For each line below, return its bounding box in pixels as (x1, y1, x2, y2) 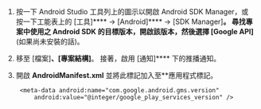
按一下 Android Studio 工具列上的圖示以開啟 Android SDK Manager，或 (15, 7, 249, 16)
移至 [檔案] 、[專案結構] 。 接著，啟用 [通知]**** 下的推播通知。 (15, 54, 221, 63)
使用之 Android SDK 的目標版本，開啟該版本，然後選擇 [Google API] (29, 27, 254, 36)
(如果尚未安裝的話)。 (15, 37, 85, 46)
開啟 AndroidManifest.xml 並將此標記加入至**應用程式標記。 (15, 71, 217, 80)
